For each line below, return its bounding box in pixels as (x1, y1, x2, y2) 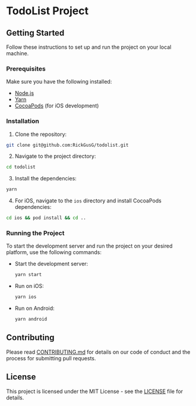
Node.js (14, 90, 34, 97)
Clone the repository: (14, 131, 67, 138)
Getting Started (6, 28, 65, 38)
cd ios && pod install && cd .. (6, 215, 86, 221)
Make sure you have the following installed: (6, 78, 112, 85)
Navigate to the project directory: (14, 153, 96, 160)
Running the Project (6, 229, 65, 237)
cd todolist (6, 164, 36, 170)
